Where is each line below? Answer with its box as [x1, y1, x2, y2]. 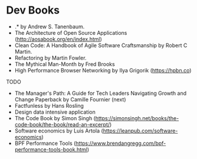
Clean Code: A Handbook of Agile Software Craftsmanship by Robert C [14, 42, 188, 49]
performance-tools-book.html [14, 145, 87, 153]
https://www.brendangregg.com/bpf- [75, 140, 166, 147]
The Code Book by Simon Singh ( [14, 114, 96, 121]
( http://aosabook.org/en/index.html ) [14, 35, 102, 42]
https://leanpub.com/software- [103, 127, 178, 134]
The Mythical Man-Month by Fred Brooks [14, 60, 115, 68]
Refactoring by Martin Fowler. [14, 54, 87, 61]
